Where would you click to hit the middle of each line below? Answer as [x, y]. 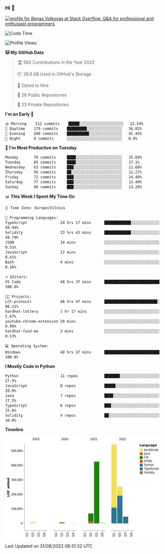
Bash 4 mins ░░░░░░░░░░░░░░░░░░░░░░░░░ [82, 262]
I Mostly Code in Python [30, 367]
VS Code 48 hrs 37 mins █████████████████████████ [82, 282]
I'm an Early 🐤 [19, 114]
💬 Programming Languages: [32, 218]
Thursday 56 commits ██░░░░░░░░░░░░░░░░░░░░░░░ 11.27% [73, 172]
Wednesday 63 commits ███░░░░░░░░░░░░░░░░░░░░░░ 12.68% [73, 167]
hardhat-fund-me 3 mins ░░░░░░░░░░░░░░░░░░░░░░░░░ [82, 332]
